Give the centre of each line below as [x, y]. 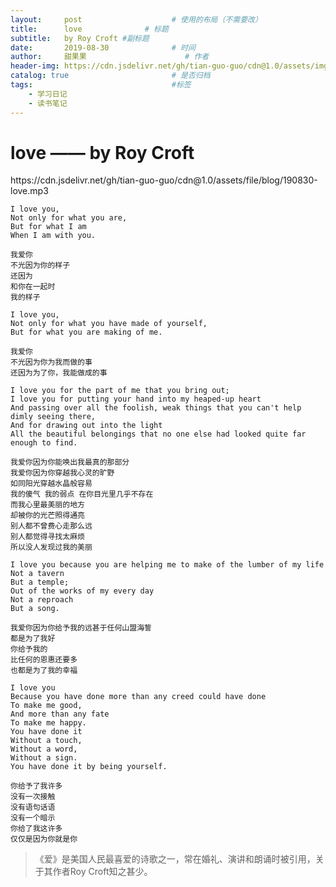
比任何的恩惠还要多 [44, 660]
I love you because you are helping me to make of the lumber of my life [167, 565]
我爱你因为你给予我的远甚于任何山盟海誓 [81, 628]
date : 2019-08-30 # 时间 [103, 47]
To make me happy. [48, 723]
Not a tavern [37, 574]
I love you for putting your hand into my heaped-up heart [136, 399]
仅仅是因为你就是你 [44, 839]
